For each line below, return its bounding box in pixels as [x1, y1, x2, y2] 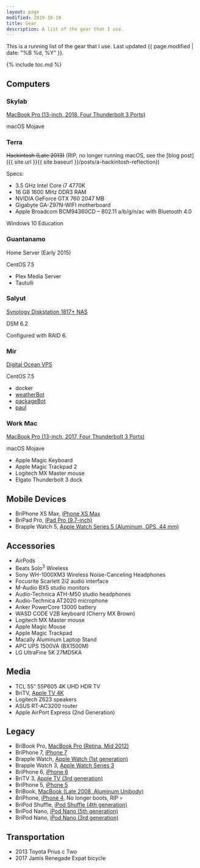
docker [15, 385, 34, 392]
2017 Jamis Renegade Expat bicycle [15, 855, 106, 862]
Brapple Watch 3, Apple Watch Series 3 [15, 762, 115, 769]
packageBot [15, 397, 46, 405]
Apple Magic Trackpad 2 [15, 463, 77, 471]
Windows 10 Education [6, 220, 64, 227]
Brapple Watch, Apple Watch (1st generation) [15, 755, 129, 763]
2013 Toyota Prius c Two [15, 848, 77, 855]
